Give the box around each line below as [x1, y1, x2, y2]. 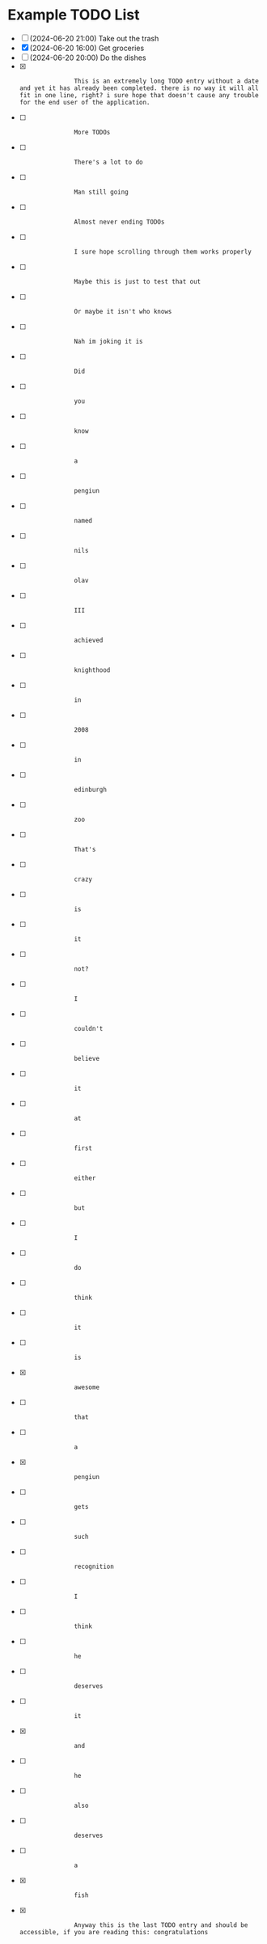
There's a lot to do [74, 158, 143, 166]
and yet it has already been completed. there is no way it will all [19, 83, 260, 92]
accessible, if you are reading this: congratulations [19, 1928, 209, 1936]
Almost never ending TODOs [74, 217, 165, 226]
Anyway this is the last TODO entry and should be [74, 1921, 248, 1929]
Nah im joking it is [74, 337, 143, 345]
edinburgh [74, 785, 107, 793]
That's [74, 845, 96, 853]
